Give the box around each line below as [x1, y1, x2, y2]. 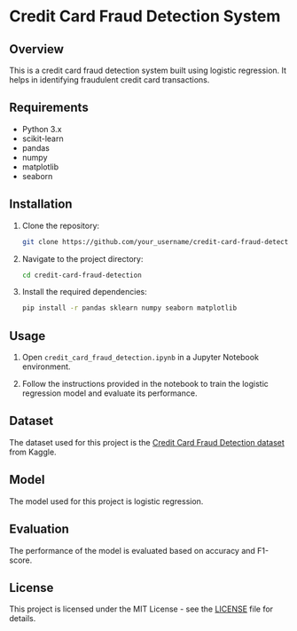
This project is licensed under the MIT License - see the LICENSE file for [9, 603, 273, 614]
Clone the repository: [21, 220, 100, 231]
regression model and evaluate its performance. [21, 388, 198, 398]
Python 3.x [21, 123, 62, 134]
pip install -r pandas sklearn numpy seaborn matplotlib [21, 304, 238, 312]
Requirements [9, 100, 89, 115]
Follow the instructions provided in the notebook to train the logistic [21, 379, 269, 390]
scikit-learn [21, 133, 64, 144]
